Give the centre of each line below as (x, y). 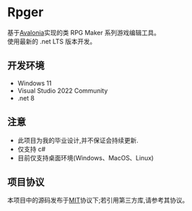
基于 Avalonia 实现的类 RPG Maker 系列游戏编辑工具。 (84, 32)
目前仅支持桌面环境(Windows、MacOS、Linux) (85, 158)
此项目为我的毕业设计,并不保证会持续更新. (78, 140)
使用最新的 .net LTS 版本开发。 (52, 41)
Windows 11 (34, 83)
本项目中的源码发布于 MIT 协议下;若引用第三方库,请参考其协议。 (98, 200)
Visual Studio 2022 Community (63, 90)
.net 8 (26, 98)
